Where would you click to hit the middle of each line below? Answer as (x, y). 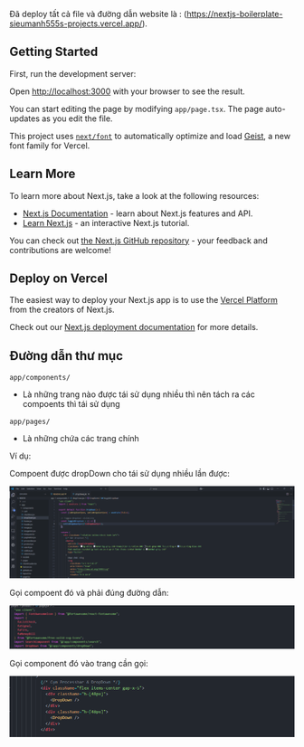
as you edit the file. (77, 118)
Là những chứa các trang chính (81, 439)
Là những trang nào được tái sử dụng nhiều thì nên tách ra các (138, 394)
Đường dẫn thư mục (66, 356)
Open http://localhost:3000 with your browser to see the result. (128, 91)
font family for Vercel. (50, 146)
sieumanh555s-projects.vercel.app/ (76, 24)
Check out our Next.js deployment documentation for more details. (134, 327)
